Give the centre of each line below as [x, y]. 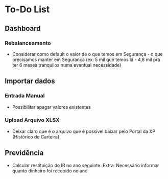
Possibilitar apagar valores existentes [51, 107]
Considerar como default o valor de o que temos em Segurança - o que [87, 54]
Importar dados [30, 81]
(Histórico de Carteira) [36, 136]
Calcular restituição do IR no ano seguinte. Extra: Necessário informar [86, 165]
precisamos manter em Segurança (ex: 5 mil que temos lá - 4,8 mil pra [86, 59]
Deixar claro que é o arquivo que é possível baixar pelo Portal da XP [84, 131]
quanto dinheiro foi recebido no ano [50, 171]
